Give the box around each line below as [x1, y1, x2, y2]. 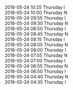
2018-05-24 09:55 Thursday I [4, 15, 66, 21]
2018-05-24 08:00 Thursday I [4, 47, 66, 53]
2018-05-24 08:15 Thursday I [4, 36, 65, 42]
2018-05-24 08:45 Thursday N [4, 31, 68, 37]
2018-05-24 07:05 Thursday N [4, 52, 68, 58]
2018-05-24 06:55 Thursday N [4, 63, 68, 69]
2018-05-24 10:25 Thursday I [4, 5, 65, 10]
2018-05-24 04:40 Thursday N [4, 74, 68, 79]
